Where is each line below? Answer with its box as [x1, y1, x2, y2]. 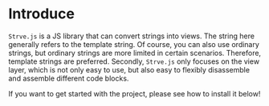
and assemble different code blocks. [8, 73, 129, 83]
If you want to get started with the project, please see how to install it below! [8, 88, 261, 98]
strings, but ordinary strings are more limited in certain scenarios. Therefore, [8, 48, 262, 57]
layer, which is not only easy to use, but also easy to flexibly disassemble [8, 65, 251, 74]
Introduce [8, 5, 75, 23]
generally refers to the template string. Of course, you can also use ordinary [8, 39, 259, 49]
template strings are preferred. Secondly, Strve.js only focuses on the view [8, 57, 259, 66]
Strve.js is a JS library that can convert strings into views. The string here [8, 31, 255, 41]
